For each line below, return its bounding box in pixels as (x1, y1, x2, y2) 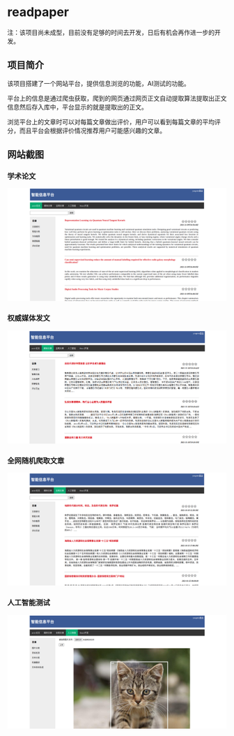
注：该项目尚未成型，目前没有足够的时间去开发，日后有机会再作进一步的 (7, 28, 214, 36)
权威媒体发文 (7, 314, 51, 323)
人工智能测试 (7, 598, 51, 608)
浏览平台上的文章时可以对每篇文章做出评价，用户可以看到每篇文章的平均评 (7, 117, 221, 126)
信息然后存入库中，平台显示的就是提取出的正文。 (7, 103, 148, 111)
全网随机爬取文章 (7, 456, 65, 466)
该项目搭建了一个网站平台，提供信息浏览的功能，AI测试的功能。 (7, 79, 190, 87)
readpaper (7, 4, 70, 20)
